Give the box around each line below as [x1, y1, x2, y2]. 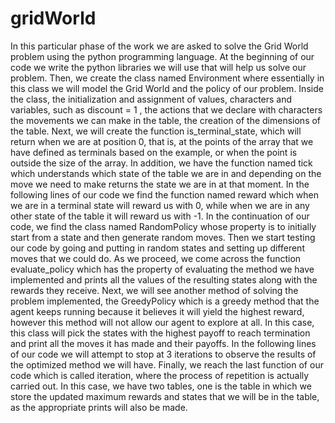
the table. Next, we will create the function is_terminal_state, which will [10, 125, 302, 137]
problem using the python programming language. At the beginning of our [10, 50, 315, 62]
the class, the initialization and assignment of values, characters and [10, 93, 293, 105]
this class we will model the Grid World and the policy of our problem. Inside [10, 82, 324, 94]
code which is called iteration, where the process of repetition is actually [10, 369, 310, 381]
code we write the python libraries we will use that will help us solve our [10, 61, 307, 73]
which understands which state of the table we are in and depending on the [10, 167, 322, 179]
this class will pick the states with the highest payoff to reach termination [10, 327, 311, 339]
